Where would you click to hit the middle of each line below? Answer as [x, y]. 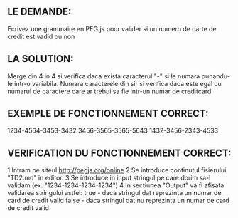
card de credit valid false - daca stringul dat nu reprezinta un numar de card [118, 201]
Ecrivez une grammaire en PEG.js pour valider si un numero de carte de [112, 28]
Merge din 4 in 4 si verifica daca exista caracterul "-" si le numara [104, 76]
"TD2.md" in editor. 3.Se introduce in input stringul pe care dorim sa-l [109, 178]
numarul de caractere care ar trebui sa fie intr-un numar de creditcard [109, 91]
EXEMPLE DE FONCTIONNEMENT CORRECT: [108, 114]
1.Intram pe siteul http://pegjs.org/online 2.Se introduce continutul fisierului [117, 170]
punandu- [216, 76]
